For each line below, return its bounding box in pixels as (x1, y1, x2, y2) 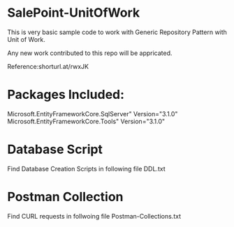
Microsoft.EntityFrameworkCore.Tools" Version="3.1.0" (7, 117, 166, 125)
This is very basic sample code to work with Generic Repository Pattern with (7, 28, 227, 36)
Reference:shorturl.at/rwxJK (7, 62, 89, 70)
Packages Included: (7, 87, 124, 102)
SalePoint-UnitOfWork (7, 5, 140, 21)
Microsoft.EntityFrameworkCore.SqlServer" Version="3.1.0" (7, 109, 178, 118)
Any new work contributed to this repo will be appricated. (7, 49, 173, 57)
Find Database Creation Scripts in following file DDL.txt (7, 164, 166, 173)
